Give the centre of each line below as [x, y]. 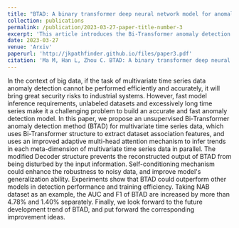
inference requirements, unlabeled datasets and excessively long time [110, 103]
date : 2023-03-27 [33, 41]
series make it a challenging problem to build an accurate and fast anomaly [117, 110]
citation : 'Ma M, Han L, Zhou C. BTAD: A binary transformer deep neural [119, 61]
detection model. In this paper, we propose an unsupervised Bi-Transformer [118, 118]
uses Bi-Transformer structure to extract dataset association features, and [116, 133]
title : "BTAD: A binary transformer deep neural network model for [110, 14]
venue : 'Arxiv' [30, 47]
